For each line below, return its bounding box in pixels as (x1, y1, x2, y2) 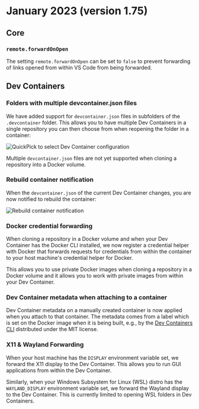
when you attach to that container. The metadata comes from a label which (6, 313, 190, 320)
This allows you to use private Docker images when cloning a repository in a (6, 266, 192, 273)
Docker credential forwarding (6, 222, 93, 230)
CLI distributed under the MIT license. (6, 326, 99, 333)
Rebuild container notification (6, 175, 94, 184)
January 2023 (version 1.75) (6, 4, 148, 18)
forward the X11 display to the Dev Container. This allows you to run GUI (6, 360, 182, 367)
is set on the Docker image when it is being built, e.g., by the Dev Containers (6, 319, 193, 326)
